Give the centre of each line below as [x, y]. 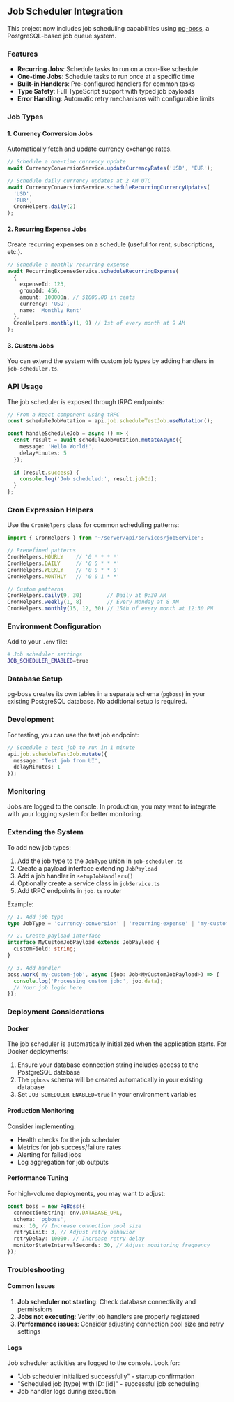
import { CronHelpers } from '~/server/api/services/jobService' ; [106, 538]
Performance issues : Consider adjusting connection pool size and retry [120, 1324]
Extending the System [45, 832]
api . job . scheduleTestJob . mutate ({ [57, 754]
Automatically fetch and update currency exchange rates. [89, 149]
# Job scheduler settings [45, 655]
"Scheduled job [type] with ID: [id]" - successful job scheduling [108, 1384]
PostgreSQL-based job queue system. [62, 36]
